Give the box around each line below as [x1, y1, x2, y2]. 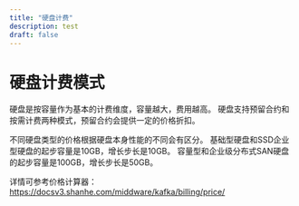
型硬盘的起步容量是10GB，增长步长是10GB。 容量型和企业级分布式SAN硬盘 [9, 146, 290, 157]
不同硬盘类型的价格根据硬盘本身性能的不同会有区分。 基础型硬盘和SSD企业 [9, 134, 290, 145]
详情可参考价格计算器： [9, 176, 97, 187]
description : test [9, 22, 79, 31]
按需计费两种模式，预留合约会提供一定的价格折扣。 [9, 115, 200, 126]
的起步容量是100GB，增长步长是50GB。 [9, 157, 159, 168]
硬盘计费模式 [9, 72, 106, 93]
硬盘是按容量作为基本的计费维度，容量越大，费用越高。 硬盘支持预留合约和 [9, 103, 290, 114]
